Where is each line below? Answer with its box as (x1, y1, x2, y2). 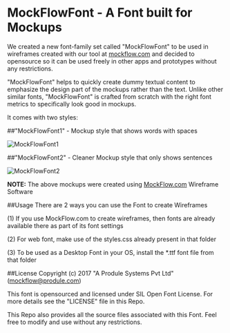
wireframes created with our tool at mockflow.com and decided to (7, 50, 195, 58)
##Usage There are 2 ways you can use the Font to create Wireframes (7, 200, 208, 209)
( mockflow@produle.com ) (7, 276, 82, 285)
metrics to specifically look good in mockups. (7, 99, 137, 108)
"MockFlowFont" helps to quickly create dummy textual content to (7, 77, 195, 86)
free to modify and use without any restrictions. (7, 318, 142, 326)
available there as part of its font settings (7, 221, 124, 229)
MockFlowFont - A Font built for (7, 5, 193, 21)
